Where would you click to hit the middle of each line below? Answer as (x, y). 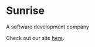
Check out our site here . (35, 38)
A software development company (48, 27)
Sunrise (26, 11)
